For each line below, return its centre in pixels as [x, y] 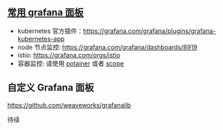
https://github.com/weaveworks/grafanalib [69, 105]
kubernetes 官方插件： [50, 31]
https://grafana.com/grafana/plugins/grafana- [150, 31]
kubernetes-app [41, 39]
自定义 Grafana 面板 [51, 87]
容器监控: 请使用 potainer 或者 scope [71, 63]
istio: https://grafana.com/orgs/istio [69, 55]
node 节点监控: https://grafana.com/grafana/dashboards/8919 [107, 47]
